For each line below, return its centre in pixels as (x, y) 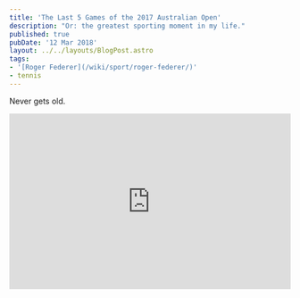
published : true (39, 34)
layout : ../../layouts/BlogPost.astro (81, 51)
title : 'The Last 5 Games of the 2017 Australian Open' (115, 17)
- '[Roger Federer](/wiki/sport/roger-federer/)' (104, 68)
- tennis (25, 76)
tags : (19, 59)
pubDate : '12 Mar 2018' (54, 42)
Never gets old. (37, 101)
